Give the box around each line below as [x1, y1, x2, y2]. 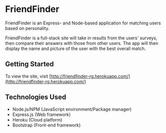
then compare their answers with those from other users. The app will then [5, 40, 159, 46]
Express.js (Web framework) [12, 111, 71, 118]
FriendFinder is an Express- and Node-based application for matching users [5, 20, 161, 26]
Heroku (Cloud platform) [12, 117, 63, 123]
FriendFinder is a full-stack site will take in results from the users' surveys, [5, 35, 158, 41]
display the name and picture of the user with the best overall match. [5, 45, 146, 51]
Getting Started [5, 60, 54, 68]
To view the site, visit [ [5, 73, 51, 79]
